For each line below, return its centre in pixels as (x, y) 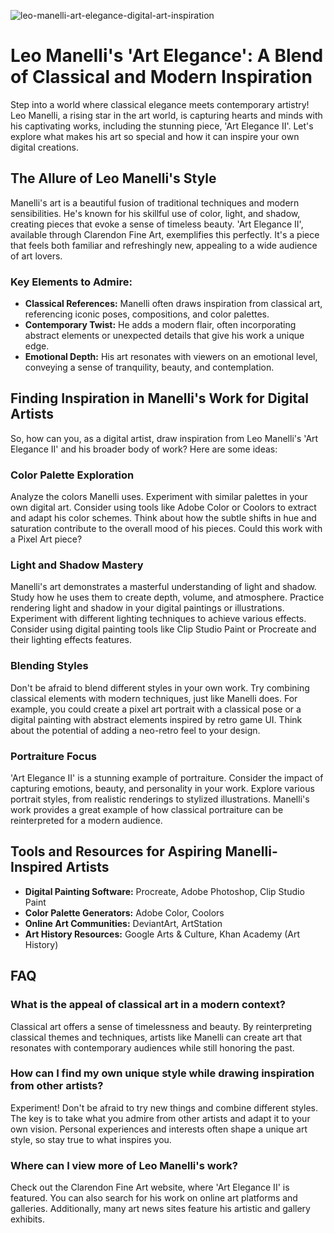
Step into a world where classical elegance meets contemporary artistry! (160, 104)
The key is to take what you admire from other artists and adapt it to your (160, 1118)
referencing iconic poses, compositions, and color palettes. (147, 314)
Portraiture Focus (54, 756)
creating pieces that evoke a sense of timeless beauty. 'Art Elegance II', (157, 224)
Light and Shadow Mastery (77, 565)
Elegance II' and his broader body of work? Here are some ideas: (144, 449)
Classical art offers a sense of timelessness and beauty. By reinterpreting (161, 1026)
